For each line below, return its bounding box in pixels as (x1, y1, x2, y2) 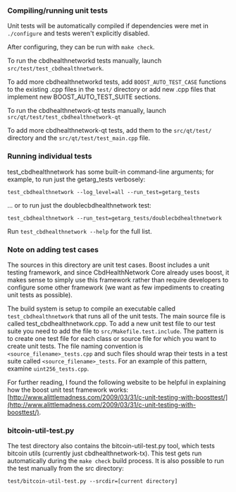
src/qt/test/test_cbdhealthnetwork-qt (7, 114, 121, 121)
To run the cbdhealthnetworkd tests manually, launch (7, 56, 162, 65)
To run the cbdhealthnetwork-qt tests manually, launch (7, 107, 167, 115)
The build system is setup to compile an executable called (7, 304, 176, 313)
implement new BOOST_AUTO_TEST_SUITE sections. (7, 92, 161, 101)
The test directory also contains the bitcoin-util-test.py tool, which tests (7, 442, 215, 450)
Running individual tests (7, 151, 92, 161)
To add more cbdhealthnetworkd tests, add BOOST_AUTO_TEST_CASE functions (7, 78, 227, 86)
